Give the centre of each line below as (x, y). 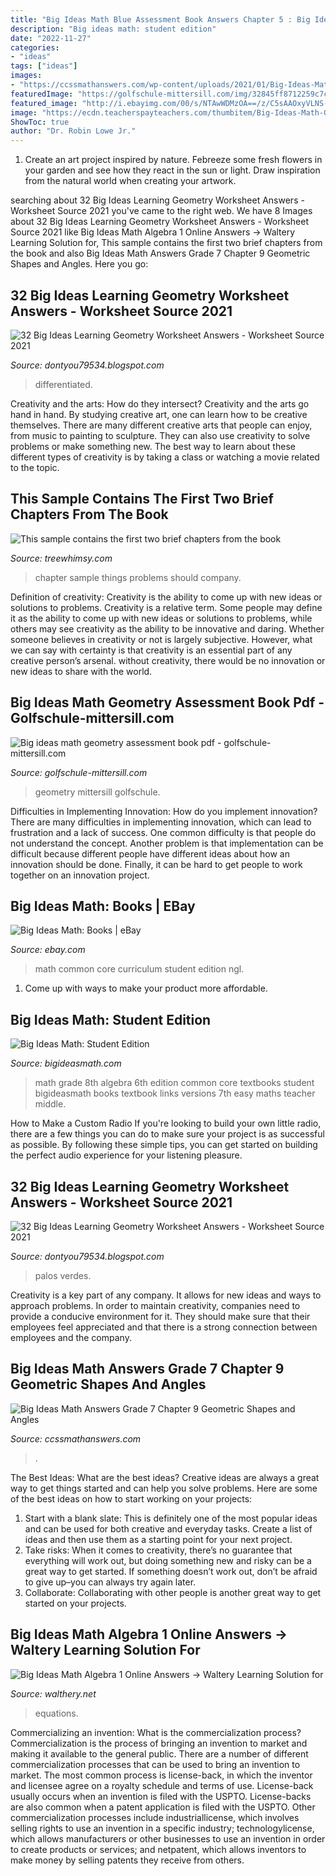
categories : (35, 47)
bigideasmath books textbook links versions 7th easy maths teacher (175, 1093)
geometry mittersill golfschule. (97, 792)
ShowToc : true (40, 122)
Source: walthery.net (53, 1693)
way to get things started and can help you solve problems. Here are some (164, 1488)
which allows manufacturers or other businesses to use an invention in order (168, 1838)
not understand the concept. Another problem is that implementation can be (167, 843)
